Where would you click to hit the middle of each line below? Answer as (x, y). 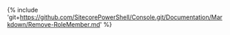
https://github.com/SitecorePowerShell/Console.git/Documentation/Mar (121, 17)
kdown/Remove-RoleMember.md (54, 24)
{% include (23, 10)
